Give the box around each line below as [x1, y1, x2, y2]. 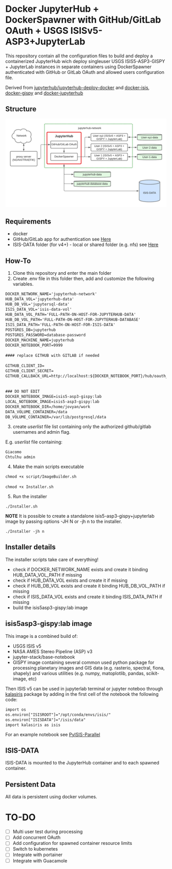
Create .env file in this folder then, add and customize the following [12, 275, 155, 281]
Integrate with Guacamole [12, 857, 68, 864]
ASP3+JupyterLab [5, 36, 85, 48]
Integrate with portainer [12, 852, 63, 858]
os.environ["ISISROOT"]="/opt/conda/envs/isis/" [5, 712, 111, 717]
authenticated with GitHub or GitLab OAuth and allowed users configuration [5, 69, 165, 75]
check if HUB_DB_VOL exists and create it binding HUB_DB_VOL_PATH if [12, 582, 165, 589]
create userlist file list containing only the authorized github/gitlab [12, 423, 152, 430]
